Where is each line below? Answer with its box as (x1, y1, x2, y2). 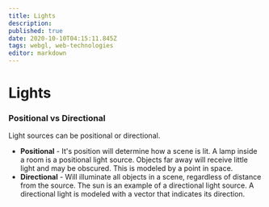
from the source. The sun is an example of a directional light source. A (19, 180, 254, 190)
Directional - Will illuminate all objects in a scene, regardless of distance (19, 172, 262, 182)
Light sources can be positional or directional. (8, 130, 161, 141)
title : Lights (8, 11, 57, 20)
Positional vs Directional (8, 113, 106, 124)
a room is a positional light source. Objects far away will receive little (19, 155, 249, 165)
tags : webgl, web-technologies (8, 42, 114, 50)
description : (8, 19, 53, 27)
